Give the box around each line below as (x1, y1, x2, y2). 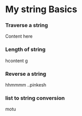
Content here (5, 33, 33, 39)
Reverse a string (5, 70, 47, 77)
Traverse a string (5, 22, 48, 29)
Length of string (5, 46, 46, 53)
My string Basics (5, 4, 77, 15)
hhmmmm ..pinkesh (5, 82, 47, 88)
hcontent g (5, 57, 28, 64)
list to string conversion (5, 95, 65, 101)
